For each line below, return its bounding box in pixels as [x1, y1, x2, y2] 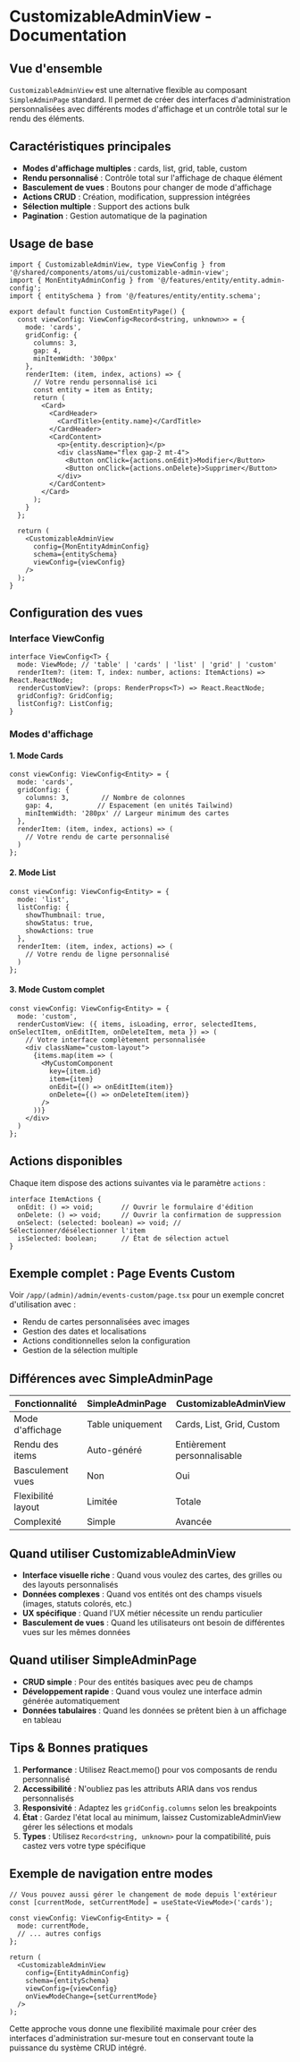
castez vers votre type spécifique [21, 1840, 146, 1851]
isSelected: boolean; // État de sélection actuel [17, 1233, 229, 1243]
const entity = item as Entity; [32, 385, 154, 395]
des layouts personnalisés [21, 1580, 119, 1590]
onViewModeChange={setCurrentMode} [25, 1991, 158, 2001]
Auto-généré [86, 1444, 143, 1456]
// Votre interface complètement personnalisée [25, 1035, 205, 1044]
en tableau [21, 1714, 62, 1725]
